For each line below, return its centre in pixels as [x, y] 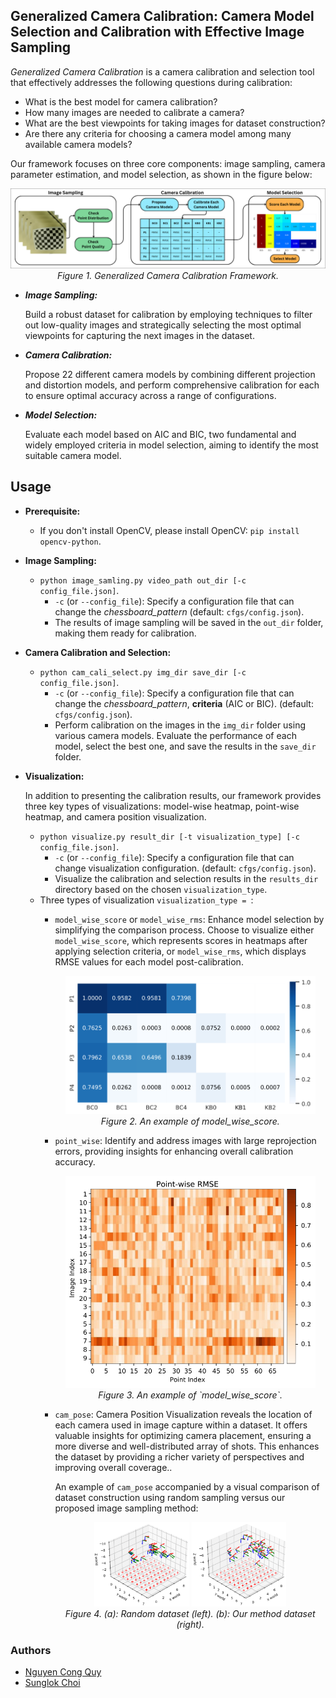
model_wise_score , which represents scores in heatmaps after [181, 940]
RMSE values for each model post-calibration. [149, 961]
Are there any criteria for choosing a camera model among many [158, 133]
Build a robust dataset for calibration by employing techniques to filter [168, 314]
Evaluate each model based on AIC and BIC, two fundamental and [160, 434]
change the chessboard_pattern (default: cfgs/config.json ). [179, 611]
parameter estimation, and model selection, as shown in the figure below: [161, 174]
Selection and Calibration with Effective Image [157, 32]
